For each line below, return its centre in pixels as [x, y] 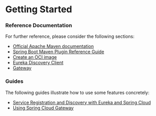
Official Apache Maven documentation [53, 47]
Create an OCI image [35, 57]
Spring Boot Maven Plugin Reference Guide [58, 52]
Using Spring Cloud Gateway [43, 108]
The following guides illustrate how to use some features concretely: [77, 92]
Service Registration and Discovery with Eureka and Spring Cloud [82, 102]
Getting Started [39, 9]
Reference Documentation [39, 26]
